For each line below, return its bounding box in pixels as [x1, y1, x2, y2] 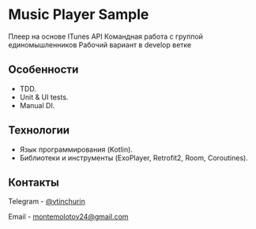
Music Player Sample [8, 6, 149, 24]
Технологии [8, 124, 70, 137]
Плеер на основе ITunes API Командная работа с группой [8, 32, 204, 41]
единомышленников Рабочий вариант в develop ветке [8, 39, 192, 49]
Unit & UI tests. [19, 92, 69, 102]
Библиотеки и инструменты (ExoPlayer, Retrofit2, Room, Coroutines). [19, 152, 249, 163]
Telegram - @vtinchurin [8, 197, 85, 206]
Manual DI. [19, 100, 55, 110]
